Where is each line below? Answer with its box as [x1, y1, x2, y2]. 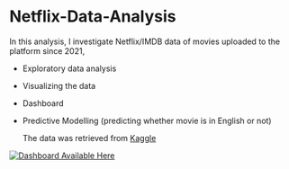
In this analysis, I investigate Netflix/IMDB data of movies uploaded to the [9, 36, 281, 47]
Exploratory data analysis [22, 63, 117, 74]
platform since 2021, [9, 45, 86, 56]
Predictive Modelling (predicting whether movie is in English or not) [22, 115, 272, 126]
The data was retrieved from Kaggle [22, 132, 157, 143]
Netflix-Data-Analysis [9, 6, 176, 27]
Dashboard [22, 97, 65, 109]
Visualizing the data [22, 80, 96, 91]
